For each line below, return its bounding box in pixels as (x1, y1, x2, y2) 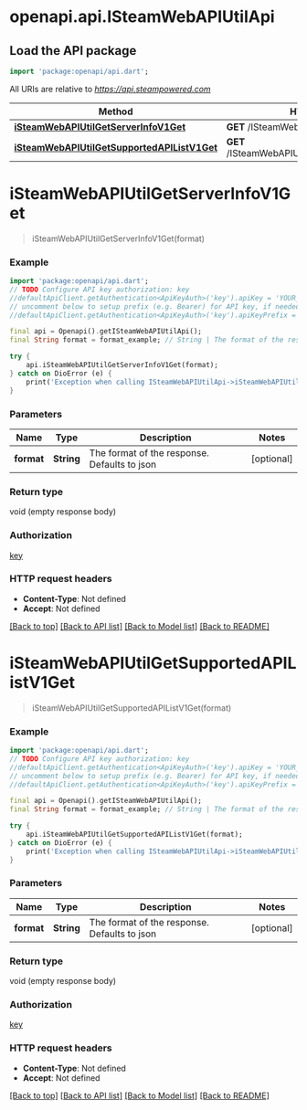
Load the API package (9, 43, 137, 58)
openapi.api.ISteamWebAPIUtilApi (9, 6, 276, 27)
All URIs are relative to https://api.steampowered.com (9, 83, 212, 94)
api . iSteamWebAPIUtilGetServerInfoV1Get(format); (26, 361, 219, 370)
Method (98, 105, 133, 118)
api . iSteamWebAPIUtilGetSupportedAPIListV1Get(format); (26, 830, 244, 840)
